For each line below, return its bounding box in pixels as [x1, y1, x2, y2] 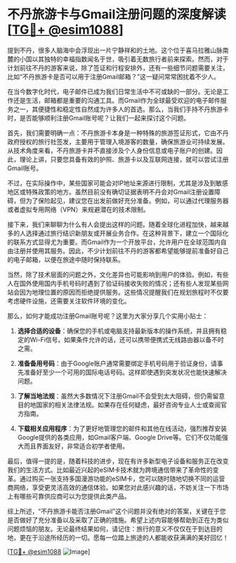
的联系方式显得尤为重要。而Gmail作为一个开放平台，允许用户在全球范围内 [7, 237, 221, 246]
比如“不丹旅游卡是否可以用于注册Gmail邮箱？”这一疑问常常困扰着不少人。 [7, 72, 220, 81]
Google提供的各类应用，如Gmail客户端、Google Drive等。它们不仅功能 [17, 433, 223, 441]
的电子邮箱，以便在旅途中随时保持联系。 [7, 255, 124, 264]
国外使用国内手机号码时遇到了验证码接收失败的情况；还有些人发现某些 [19, 279, 223, 287]
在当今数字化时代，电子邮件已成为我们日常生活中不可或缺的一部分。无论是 [7, 87, 223, 96]
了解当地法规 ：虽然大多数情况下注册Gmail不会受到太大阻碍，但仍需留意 [17, 391, 225, 400]
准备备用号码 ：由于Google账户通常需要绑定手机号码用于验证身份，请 [17, 359, 218, 367]
